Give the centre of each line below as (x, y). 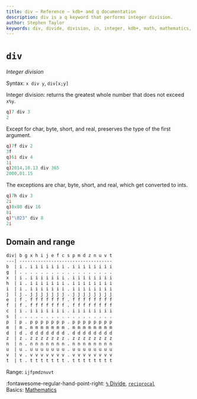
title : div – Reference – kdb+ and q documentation (71, 12)
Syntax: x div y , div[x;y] (38, 83)
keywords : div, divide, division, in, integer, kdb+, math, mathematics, (99, 28)
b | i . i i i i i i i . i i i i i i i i (59, 267)
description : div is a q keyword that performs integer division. (90, 17)
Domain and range (41, 242)
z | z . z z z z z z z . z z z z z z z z (59, 338)
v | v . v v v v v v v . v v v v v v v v (59, 355)
